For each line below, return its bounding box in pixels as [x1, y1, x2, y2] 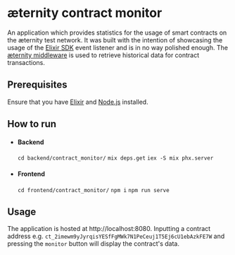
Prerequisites [7, 79, 68, 91]
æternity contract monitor [7, 5, 163, 21]
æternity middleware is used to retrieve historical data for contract [7, 51, 200, 59]
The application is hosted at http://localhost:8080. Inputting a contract [7, 225, 211, 233]
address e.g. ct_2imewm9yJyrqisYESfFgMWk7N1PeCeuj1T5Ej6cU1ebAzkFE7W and [7, 232, 225, 241]
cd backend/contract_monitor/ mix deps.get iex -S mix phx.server [17, 155, 214, 162]
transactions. [7, 58, 46, 66]
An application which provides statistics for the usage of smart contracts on [7, 28, 227, 37]
